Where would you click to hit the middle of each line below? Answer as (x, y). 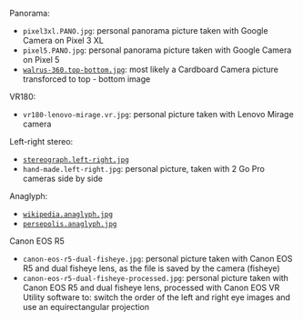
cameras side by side (62, 178)
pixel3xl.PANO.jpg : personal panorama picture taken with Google (145, 30)
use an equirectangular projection (86, 307)
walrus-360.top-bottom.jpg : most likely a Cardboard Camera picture (151, 69)
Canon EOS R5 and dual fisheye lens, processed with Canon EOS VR (151, 287)
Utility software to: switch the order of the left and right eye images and (157, 297)
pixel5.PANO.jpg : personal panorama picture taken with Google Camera (157, 50)
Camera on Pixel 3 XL (63, 40)
